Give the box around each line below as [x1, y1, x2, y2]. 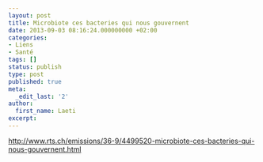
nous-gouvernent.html [8, 144, 82, 154]
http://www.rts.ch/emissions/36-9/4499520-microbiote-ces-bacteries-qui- [8, 136, 255, 145]
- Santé [8, 48, 34, 56]
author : [8, 100, 34, 107]
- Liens [8, 41, 34, 49]
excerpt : [8, 115, 37, 122]
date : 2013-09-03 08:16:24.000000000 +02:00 [8, 26, 158, 34]
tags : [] [8, 56, 37, 64]
